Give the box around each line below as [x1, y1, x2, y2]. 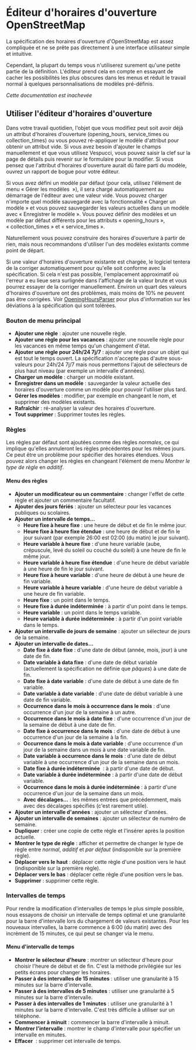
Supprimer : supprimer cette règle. [14, 877, 99, 884]
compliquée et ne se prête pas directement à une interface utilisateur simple [6, 44, 190, 51]
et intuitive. [6, 50, 33, 57]
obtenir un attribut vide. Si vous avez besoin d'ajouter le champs [6, 143, 161, 150]
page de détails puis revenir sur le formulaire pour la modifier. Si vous [6, 156, 174, 163]
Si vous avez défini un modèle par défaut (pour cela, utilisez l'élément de [6, 179, 182, 186]
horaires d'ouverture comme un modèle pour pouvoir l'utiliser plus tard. [14, 386, 187, 393]
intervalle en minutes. [14, 1031, 67, 1038]
